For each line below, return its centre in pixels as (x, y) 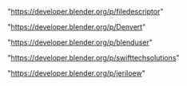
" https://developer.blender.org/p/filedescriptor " (86, 12)
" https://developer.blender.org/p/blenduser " (80, 42)
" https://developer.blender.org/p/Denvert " (77, 27)
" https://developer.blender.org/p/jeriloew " (76, 73)
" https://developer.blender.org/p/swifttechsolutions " (93, 58)
